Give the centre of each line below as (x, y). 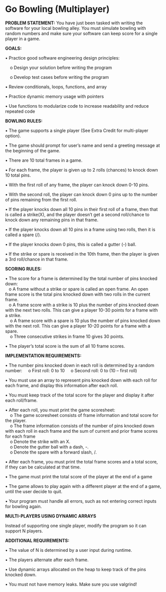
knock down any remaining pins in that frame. (52, 220)
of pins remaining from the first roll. (41, 199)
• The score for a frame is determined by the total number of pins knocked (81, 278)
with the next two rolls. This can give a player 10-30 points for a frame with (82, 310)
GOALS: (13, 48)
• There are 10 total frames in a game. (44, 160)
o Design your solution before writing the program (61, 67)
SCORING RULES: (24, 268)
